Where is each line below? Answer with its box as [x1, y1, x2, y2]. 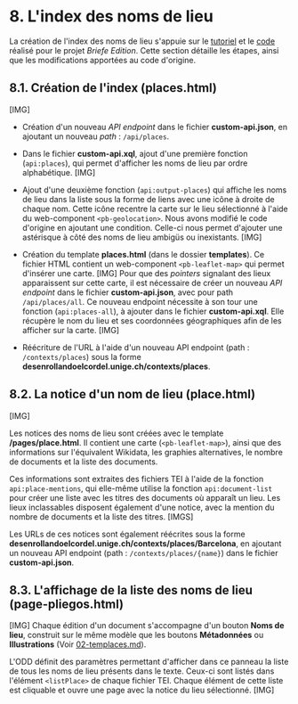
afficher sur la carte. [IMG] [21, 324, 120, 335]
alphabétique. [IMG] [21, 167, 96, 177]
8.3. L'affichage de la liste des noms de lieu [9, 582, 254, 598]
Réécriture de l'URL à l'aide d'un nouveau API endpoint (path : [21, 341, 250, 353]
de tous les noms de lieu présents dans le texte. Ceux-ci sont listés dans [9, 666, 275, 676]
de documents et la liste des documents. [9, 456, 158, 467]
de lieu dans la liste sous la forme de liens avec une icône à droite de [21, 193, 275, 204]
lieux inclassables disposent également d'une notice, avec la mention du [9, 502, 275, 512]
